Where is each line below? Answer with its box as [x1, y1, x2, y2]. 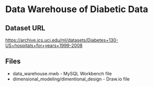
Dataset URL [5, 24, 46, 32]
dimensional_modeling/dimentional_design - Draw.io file [12, 76, 130, 82]
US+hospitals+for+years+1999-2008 [5, 42, 83, 49]
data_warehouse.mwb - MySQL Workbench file [12, 70, 112, 76]
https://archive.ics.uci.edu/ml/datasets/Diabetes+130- [5, 37, 118, 43]
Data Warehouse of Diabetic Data [5, 4, 148, 15]
